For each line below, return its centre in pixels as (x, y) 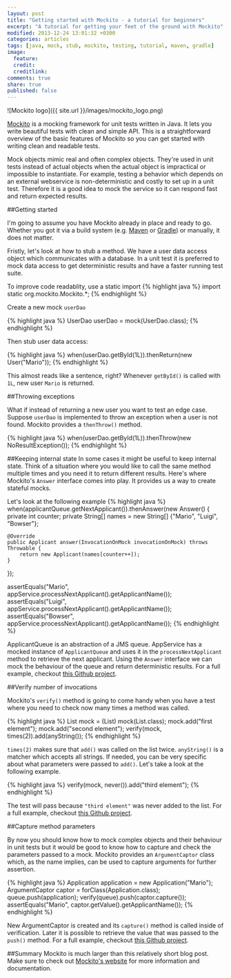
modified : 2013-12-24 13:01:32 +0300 (61, 33)
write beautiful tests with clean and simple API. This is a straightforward (109, 132)
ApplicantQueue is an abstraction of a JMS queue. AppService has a (104, 644)
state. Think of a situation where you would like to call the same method (109, 466)
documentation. (30, 968)
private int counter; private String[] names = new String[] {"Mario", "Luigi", (113, 516)
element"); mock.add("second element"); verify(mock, (84, 729)
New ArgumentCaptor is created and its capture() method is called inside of (115, 925)
